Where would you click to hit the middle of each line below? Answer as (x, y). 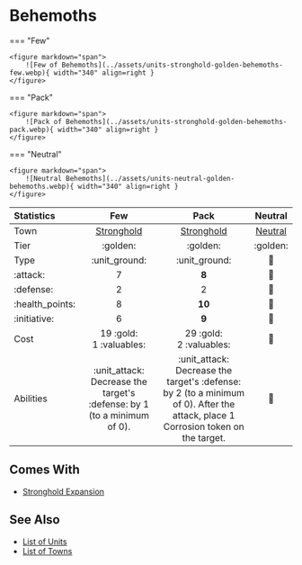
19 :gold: (119, 333)
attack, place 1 (204, 415)
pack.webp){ (31, 130)
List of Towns (47, 551)
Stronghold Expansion (63, 491)
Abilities (31, 399)
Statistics (35, 215)
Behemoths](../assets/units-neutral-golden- (151, 178)
